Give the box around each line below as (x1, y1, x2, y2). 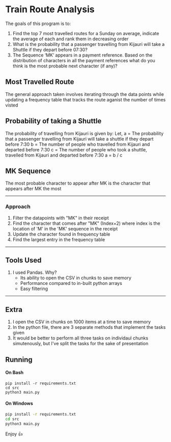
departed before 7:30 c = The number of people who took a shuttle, (5, 146, 148, 152)
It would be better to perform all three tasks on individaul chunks (12, 335, 149, 341)
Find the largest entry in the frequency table (12, 236, 105, 243)
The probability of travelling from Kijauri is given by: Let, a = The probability (5, 130, 164, 136)
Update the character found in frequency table (12, 231, 110, 237)
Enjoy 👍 (5, 431, 23, 437)
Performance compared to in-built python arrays (20, 280, 122, 287)
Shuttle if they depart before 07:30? (12, 46, 88, 53)
